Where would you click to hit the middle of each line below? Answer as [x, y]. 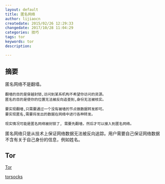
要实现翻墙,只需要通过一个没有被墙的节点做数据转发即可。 [56, 109]
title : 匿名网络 [20, 14]
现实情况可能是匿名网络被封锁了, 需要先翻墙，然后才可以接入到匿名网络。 [69, 124]
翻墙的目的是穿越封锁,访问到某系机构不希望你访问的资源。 [56, 94]
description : [18, 46]
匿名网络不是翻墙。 [25, 84]
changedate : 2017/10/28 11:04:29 [39, 28]
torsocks [14, 177]
